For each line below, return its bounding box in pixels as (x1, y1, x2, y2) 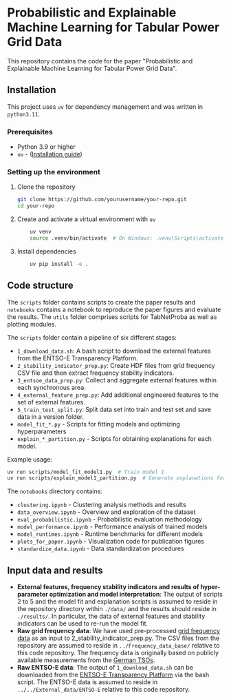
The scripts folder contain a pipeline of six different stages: (7, 333, 177, 342)
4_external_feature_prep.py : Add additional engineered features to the (16, 391, 219, 399)
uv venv (30, 229, 52, 236)
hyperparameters (16, 427, 67, 435)
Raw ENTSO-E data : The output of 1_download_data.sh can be (16, 663, 194, 672)
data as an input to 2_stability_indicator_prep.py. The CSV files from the (16, 634, 220, 642)
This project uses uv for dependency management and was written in (7, 102, 203, 111)
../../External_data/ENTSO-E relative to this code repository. (16, 686, 190, 694)
